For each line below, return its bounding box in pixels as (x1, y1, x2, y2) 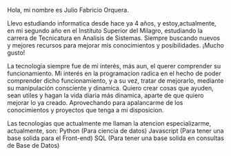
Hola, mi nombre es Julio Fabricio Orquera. (7, 6, 129, 14)
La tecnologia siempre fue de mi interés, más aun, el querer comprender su (7, 62, 221, 70)
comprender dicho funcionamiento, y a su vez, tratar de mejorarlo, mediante (7, 77, 224, 85)
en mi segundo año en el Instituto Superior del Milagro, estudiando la (7, 27, 203, 35)
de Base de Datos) (7, 142, 60, 149)
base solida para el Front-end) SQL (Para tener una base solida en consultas (7, 134, 224, 142)
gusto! (7, 48, 26, 57)
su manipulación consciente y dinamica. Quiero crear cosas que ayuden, (7, 84, 214, 92)
